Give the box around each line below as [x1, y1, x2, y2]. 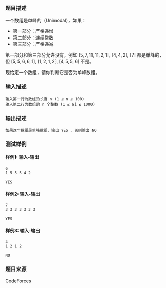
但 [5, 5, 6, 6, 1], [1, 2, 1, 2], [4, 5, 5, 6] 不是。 [5, 58, 94, 65]
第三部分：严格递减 [12, 41, 54, 47]
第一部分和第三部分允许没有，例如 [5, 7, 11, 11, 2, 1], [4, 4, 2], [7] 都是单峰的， [5, 52, 164, 58]
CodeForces [5, 278, 32, 284]
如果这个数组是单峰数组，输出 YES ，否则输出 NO [5, 128, 97, 133]
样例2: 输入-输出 [5, 191, 40, 197]
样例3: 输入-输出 [5, 227, 40, 233]
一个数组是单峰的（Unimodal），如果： [5, 17, 86, 24]
